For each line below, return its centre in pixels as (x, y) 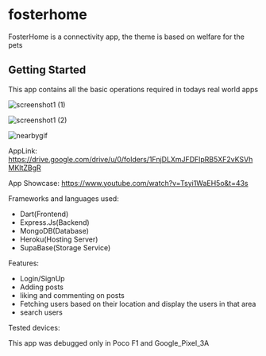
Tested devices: (34, 327)
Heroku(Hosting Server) (59, 239)
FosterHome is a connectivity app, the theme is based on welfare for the (126, 37)
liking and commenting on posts (72, 295)
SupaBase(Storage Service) (65, 247)
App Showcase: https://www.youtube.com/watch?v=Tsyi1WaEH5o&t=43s (128, 183)
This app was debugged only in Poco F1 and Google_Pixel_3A (109, 342)
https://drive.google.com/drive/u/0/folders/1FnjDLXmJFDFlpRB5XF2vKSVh (131, 159)
